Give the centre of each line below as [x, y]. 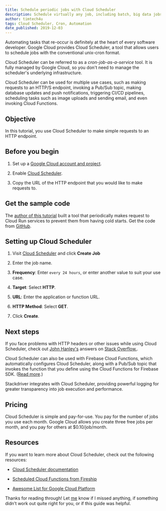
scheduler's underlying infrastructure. [44, 73]
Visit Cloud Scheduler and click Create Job [56, 253]
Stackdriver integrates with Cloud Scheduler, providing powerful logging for [82, 384]
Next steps [22, 332]
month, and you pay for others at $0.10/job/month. [56, 427]
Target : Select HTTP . [34, 287]
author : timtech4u [24, 19]
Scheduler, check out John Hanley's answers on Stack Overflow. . [72, 349]
